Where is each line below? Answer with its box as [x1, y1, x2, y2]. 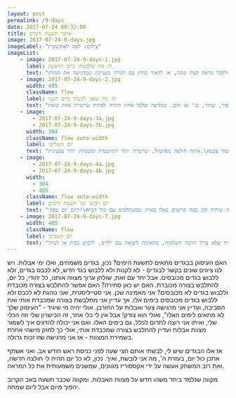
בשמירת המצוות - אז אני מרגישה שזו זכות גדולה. [7, 333, 133, 342]
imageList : [7, 50, 39, 57]
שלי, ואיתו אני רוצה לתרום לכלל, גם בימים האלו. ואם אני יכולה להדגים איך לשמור [7, 318, 218, 327]
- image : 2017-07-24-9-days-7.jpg [20, 213, 121, 220]
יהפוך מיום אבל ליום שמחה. [7, 383, 80, 391]
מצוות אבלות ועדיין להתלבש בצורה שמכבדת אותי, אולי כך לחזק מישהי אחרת [7, 326, 206, 334]
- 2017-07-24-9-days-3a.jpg [32, 115, 114, 122]
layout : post [7, 10, 46, 18]
